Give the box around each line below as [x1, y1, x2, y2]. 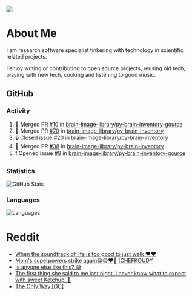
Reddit [6, 231, 40, 245]
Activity [6, 107, 30, 115]
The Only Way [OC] [15, 283, 64, 290]
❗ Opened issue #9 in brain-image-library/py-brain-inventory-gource [15, 149, 186, 157]
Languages [6, 196, 41, 204]
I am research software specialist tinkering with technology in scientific [6, 46, 184, 54]
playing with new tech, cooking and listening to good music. [6, 71, 156, 78]
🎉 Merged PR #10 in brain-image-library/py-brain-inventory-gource [15, 120, 183, 128]
